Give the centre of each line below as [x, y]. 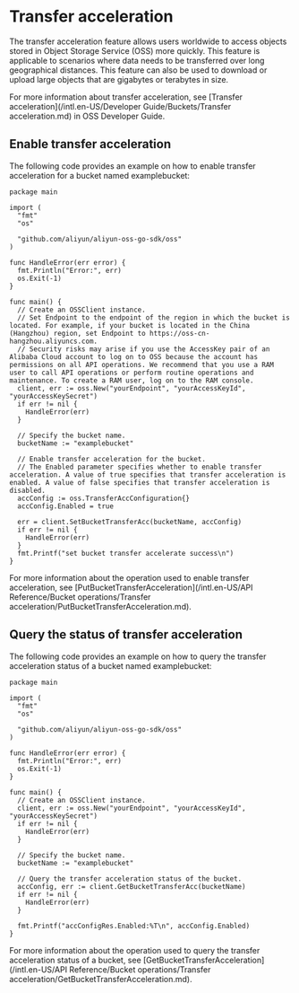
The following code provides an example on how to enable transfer [133, 166]
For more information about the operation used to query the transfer [135, 950]
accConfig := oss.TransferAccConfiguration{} [104, 498]
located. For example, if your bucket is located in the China [130, 325]
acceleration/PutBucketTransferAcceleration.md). [101, 606]
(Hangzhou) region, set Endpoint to [77, 333]
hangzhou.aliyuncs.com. [54, 341]
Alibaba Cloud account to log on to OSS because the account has [133, 356]
